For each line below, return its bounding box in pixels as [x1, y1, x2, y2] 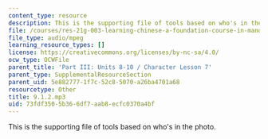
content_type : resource [8, 11, 88, 20]
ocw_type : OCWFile [8, 56, 69, 64]
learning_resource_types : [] [8, 41, 105, 49]
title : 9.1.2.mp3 [8, 93, 66, 101]
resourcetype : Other [8, 85, 77, 94]
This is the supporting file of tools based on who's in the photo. [8, 122, 217, 132]
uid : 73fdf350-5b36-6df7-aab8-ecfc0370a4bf [8, 100, 156, 108]
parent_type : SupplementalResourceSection [8, 71, 152, 79]
